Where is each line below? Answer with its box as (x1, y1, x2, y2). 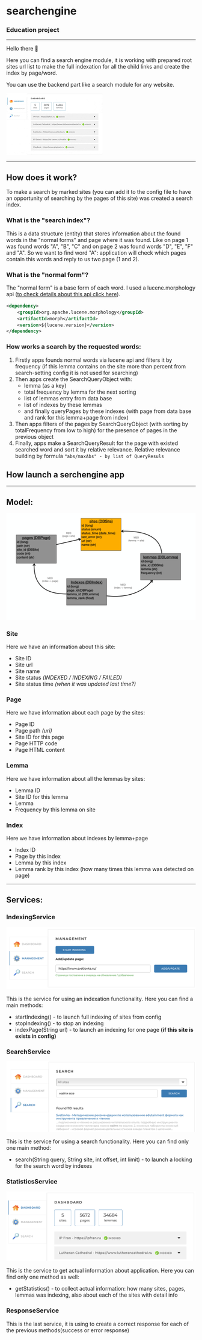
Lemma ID (14, 787, 41, 794)
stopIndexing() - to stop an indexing (14, 1019, 104, 1027)
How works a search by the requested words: (6, 343, 141, 351)
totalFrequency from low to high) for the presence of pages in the (14, 426, 177, 434)
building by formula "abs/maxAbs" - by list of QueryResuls (14, 452, 164, 459)
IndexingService (6, 913, 55, 922)
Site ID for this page (14, 733, 64, 741)
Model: (6, 497, 33, 507)
